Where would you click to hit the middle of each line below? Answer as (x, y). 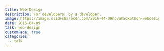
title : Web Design (24, 9)
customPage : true (23, 32)
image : (12, 18)
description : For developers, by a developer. (53, 14)
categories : (17, 37)
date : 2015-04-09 (23, 23)
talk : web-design (23, 28)
